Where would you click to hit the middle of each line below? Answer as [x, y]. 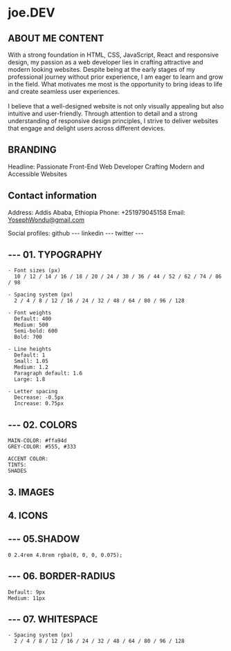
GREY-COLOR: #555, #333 [42, 447]
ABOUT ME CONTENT [56, 38]
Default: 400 [33, 319]
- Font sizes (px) [34, 271]
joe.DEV [31, 13]
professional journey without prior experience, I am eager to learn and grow [115, 77]
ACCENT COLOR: [28, 459]
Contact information [53, 196]
